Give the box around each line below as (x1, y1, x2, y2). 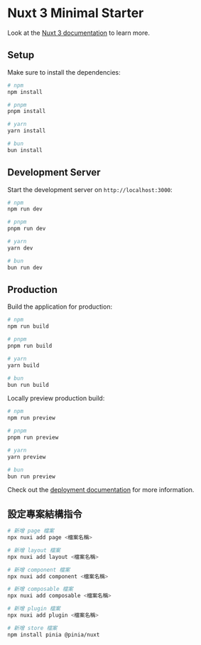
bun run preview (7, 473, 55, 480)
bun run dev (7, 264, 43, 271)
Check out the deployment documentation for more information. (7, 486, 195, 494)
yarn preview (7, 453, 46, 460)
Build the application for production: (7, 302, 112, 311)
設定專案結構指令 (7, 508, 82, 520)
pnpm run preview (7, 434, 59, 441)
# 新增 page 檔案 (7, 528, 55, 535)
